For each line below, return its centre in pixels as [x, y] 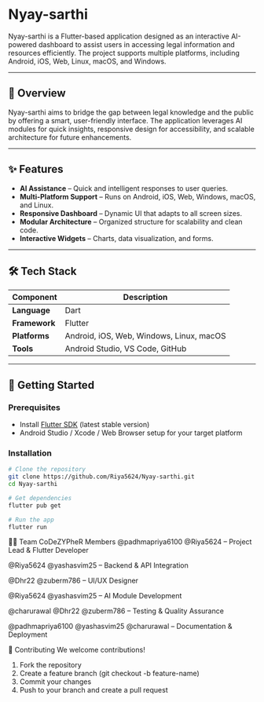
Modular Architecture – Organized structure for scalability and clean [131, 221]
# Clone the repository [47, 470]
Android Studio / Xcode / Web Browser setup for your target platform [131, 433]
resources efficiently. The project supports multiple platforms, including [124, 53]
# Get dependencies [40, 498]
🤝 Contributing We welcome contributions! [77, 650]
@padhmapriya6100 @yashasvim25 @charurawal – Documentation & [120, 627]
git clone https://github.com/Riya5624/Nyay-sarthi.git [101, 477]
